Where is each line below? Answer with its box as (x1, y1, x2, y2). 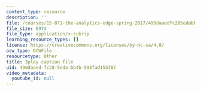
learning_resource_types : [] (6, 37, 79, 43)
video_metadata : (6, 70, 47, 76)
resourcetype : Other (6, 53, 58, 59)
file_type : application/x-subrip (6, 31, 90, 37)
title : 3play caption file (6, 59, 74, 65)
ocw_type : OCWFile (6, 48, 52, 54)
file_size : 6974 (6, 25, 47, 32)
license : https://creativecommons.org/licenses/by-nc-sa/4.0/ (6, 43, 165, 48)
